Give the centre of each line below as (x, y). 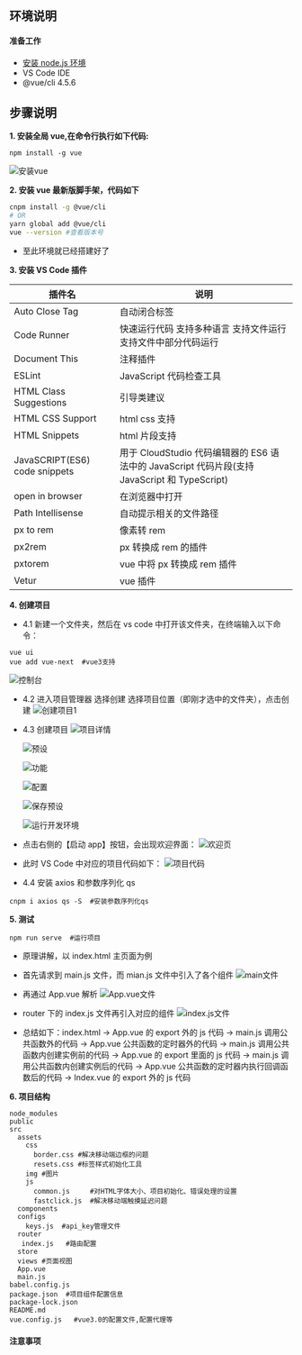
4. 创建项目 (30, 605)
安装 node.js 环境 (54, 62)
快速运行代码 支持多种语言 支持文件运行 (203, 329)
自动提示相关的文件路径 (169, 514)
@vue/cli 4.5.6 (49, 82)
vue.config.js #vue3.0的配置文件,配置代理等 (91, 1319)
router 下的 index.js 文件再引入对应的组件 (98, 1013)
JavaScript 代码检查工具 (171, 376)
